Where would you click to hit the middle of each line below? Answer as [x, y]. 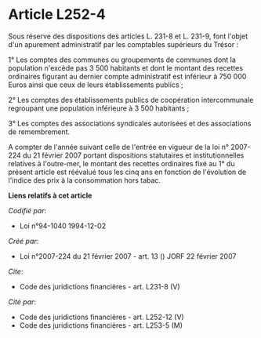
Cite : [16, 271]
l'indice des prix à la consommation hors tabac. [85, 180]
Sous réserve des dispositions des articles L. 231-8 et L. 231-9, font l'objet [128, 36]
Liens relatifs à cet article [50, 195]
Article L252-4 [57, 15]
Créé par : [24, 241]
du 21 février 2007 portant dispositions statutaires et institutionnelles [133, 155]
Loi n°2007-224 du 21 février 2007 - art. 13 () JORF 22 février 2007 [128, 256]
